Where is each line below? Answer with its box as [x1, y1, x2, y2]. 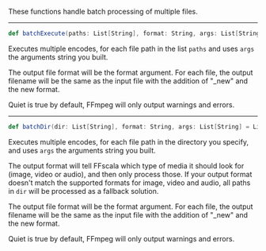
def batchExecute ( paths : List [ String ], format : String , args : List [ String [8, 29, 260, 37]
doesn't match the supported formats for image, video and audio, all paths [8, 178, 251, 187]
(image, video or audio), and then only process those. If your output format [8, 169, 253, 179]
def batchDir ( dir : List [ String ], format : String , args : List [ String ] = [8, 122, 250, 130]
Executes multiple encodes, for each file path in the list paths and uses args [8, 44, 255, 53]
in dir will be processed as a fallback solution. [8, 186, 159, 195]
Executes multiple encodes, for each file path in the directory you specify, [8, 137, 249, 146]
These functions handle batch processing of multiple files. [8, 7, 198, 16]
